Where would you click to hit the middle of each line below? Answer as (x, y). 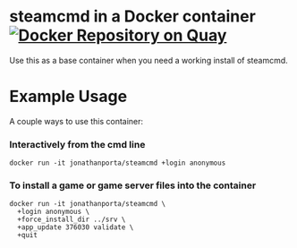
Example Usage (68, 97)
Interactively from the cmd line (77, 144)
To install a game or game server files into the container (133, 185)
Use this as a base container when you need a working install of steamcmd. (148, 60)
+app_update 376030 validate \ (76, 227)
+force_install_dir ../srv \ (72, 220)
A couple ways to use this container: (76, 121)
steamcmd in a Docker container (133, 17)
